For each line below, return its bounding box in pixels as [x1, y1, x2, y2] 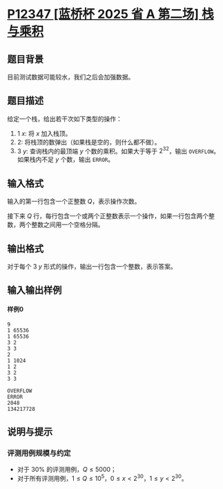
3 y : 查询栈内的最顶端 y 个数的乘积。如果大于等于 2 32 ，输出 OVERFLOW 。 [17, 146, 220, 155]
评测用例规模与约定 [7, 448, 71, 458]
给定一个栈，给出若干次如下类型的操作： [7, 115, 122, 123]
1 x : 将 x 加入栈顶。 [17, 129, 72, 137]
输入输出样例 [7, 285, 62, 296]
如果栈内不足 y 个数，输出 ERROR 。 [17, 155, 115, 164]
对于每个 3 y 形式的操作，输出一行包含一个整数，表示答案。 [7, 262, 177, 271]
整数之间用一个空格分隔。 [30, 220, 104, 229]
